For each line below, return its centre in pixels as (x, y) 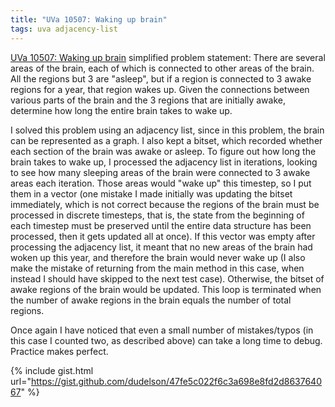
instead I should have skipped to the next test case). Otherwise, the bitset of (167, 278)
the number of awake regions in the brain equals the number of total (151, 300)
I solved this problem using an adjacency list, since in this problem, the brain (167, 130)
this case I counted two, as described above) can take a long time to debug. (166, 340)
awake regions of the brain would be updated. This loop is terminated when (166, 289)
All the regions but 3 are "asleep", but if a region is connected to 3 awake (161, 78)
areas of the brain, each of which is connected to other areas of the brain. (162, 68)
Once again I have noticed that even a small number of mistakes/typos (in (162, 330)
